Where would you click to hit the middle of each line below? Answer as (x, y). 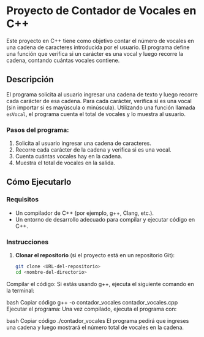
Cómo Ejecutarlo (39, 182)
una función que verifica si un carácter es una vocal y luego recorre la (95, 53)
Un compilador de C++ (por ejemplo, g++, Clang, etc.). (85, 213)
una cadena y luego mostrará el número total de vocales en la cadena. (95, 327)
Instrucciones (28, 242)
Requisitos (22, 199)
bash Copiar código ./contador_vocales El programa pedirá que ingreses (98, 320)
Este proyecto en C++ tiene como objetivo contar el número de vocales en (100, 41)
